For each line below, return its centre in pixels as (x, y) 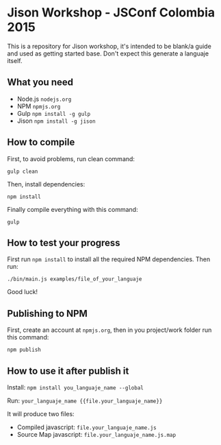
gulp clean (23, 171)
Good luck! (23, 292)
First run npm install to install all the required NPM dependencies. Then (109, 259)
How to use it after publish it (68, 371)
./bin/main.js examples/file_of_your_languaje (75, 279)
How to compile (41, 142)
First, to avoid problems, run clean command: (71, 158)
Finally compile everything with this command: (73, 209)
